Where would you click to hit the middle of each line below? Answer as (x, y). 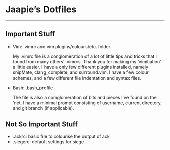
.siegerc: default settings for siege (48, 142)
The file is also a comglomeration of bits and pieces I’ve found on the (84, 97)
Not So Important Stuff (42, 124)
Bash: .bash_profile (33, 88)
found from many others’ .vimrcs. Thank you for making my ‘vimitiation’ (87, 61)
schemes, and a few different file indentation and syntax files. (77, 78)
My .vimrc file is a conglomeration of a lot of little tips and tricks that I (85, 56)
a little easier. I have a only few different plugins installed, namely (80, 67)
